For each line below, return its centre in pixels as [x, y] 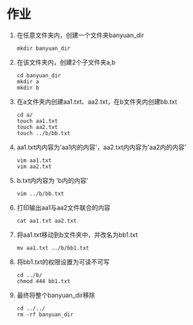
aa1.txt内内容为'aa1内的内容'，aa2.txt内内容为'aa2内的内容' [101, 147]
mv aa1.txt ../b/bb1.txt [53, 248]
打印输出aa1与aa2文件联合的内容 [63, 207]
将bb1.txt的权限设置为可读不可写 [63, 262]
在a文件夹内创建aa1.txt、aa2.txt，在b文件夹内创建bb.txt [97, 102]
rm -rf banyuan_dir [45, 314]
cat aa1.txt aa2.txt [47, 221]
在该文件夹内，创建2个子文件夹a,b [66, 62]
